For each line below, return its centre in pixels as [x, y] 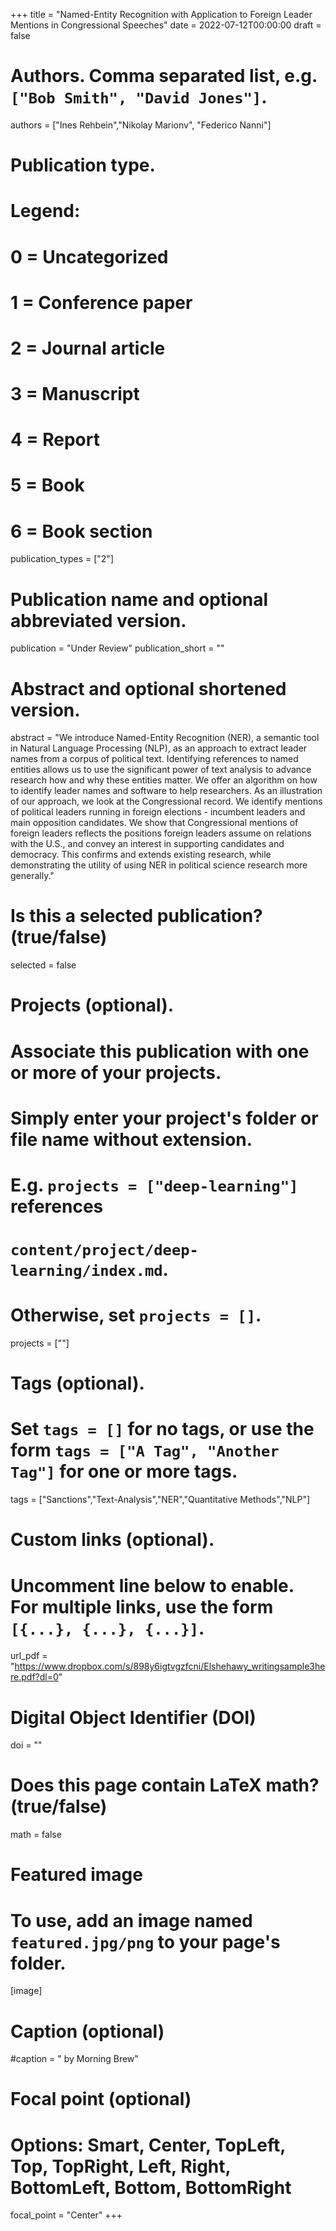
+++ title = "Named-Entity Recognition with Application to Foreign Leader [161, 14]
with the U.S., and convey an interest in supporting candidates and [147, 844]
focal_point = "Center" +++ [66, 2215]
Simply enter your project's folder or [164, 1118]
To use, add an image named [131, 1920]
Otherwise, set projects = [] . [136, 1315]
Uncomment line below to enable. [152, 1585]
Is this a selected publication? [136, 916]
